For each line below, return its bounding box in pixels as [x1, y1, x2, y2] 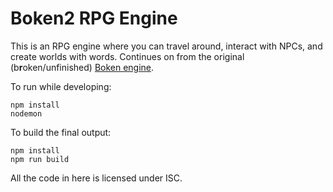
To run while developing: [10, 80, 112, 92]
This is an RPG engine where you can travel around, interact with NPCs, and [10, 40, 323, 52]
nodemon [10, 108, 43, 119]
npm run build [10, 154, 70, 164]
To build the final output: [10, 126, 112, 138]
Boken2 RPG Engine [10, 7, 178, 30]
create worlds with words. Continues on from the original [10, 50, 245, 62]
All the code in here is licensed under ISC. [10, 172, 183, 184]
